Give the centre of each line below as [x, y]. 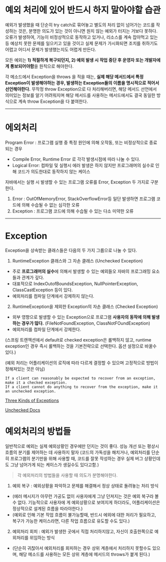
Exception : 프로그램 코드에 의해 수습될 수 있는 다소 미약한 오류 [73, 211]
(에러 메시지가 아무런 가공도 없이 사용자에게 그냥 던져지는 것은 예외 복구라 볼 [85, 496]
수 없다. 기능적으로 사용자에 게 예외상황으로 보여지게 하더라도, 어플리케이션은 [86, 502]
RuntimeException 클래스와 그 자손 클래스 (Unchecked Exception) [78, 260]
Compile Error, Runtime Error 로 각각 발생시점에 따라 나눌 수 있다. [76, 159]
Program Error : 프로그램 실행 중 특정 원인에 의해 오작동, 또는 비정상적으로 [77, 142]
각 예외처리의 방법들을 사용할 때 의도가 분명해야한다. [67, 475]
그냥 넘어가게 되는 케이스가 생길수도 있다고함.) [55, 465]
